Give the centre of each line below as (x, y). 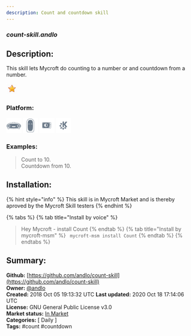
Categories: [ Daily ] (32, 320)
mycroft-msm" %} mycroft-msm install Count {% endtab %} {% (102, 235)
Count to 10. (36, 159)
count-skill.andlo (32, 34)
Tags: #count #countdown (39, 326)
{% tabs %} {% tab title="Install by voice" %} (62, 217)
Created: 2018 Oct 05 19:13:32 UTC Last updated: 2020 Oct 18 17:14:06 (95, 294)
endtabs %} (36, 242)
